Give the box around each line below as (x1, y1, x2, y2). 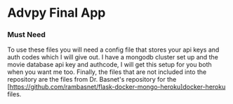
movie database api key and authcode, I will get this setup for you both (7, 61, 212, 69)
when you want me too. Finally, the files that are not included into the (7, 68, 207, 76)
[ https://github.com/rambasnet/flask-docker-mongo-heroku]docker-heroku (7, 82, 226, 91)
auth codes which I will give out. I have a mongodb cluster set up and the (7, 53, 219, 61)
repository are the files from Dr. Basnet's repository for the (7, 75, 177, 84)
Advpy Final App (7, 5, 106, 21)
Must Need (7, 30, 46, 40)
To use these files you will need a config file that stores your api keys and (7, 45, 220, 54)
